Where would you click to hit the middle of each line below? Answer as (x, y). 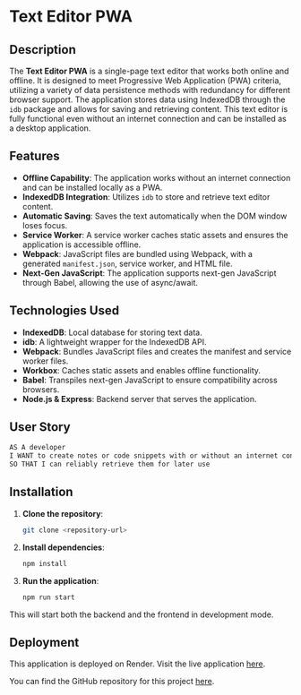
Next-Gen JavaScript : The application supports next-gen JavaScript (149, 273)
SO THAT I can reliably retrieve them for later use (110, 464)
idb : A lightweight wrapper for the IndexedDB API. (114, 341)
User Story (40, 427)
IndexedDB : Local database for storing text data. (112, 332)
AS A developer (38, 448)
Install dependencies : (63, 547)
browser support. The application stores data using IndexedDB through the (147, 99)
